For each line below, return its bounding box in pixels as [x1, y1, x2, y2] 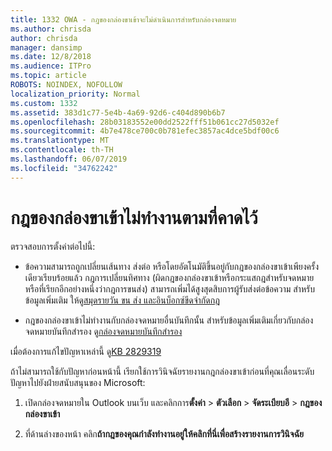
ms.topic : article [10, 71, 87, 81]
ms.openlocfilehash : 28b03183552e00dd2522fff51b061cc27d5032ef [10, 117, 280, 127]
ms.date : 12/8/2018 [10, 52, 92, 62]
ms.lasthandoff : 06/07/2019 [10, 154, 128, 164]
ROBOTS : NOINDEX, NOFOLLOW [10, 80, 123, 90]
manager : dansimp [10, 42, 83, 53]
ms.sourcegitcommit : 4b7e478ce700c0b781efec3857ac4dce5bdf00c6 [10, 126, 280, 136]
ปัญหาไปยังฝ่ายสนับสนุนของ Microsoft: [10, 376, 146, 388]
